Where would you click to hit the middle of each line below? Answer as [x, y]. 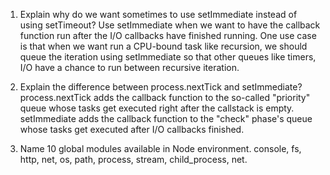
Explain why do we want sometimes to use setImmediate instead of [158, 14]
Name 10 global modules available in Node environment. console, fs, [160, 148]
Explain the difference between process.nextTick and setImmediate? [161, 87]
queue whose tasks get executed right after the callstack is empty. [157, 108]
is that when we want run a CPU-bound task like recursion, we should [163, 46]
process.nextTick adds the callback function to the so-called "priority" [165, 97]
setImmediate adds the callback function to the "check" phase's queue [166, 118]
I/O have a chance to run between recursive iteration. [129, 67]
